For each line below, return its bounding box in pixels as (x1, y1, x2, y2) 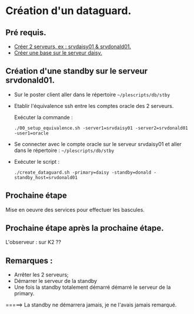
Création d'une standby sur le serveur (5, 66, 148, 76)
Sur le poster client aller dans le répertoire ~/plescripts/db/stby (14, 91, 170, 98)
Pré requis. (5, 28, 46, 38)
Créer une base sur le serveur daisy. (14, 49, 102, 56)
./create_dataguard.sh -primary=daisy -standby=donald (14, 169, 152, 175)
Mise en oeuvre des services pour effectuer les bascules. (5, 206, 145, 213)
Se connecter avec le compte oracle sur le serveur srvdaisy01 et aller (14, 140, 182, 147)
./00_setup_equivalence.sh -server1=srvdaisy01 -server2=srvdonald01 (14, 125, 189, 131)
